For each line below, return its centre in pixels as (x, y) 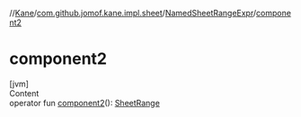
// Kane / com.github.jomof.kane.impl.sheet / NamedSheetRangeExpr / (133, 13)
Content (24, 93)
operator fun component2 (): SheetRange (84, 103)
